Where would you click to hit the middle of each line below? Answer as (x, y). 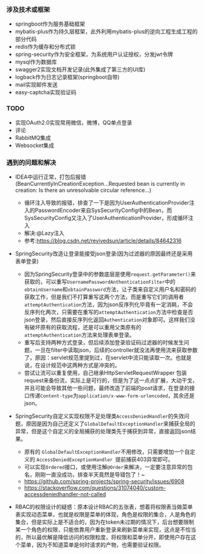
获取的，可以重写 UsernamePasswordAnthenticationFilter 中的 (100, 281)
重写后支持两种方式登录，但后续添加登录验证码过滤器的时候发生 (104, 342)
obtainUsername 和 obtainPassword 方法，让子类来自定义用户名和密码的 (110, 289)
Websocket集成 (35, 145)
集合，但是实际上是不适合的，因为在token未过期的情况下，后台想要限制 (104, 522)
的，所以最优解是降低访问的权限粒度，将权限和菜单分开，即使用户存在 (103, 537)
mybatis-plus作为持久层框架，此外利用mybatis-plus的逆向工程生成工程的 (106, 32)
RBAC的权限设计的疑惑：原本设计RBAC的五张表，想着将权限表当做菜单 (104, 507)
